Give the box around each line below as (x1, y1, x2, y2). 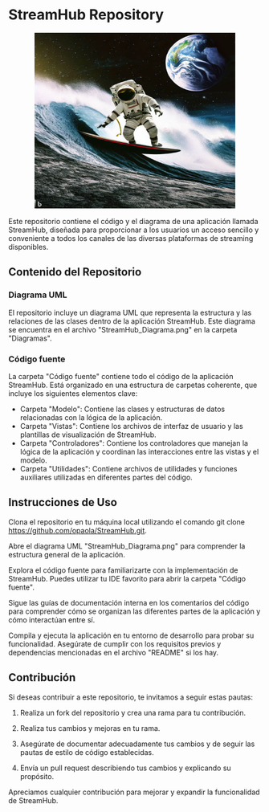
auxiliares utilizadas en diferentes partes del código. (19, 472, 193, 482)
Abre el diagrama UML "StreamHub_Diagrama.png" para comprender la (8, 541, 246, 551)
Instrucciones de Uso (8, 496, 118, 509)
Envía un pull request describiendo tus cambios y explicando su (19, 763, 231, 773)
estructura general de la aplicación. (8, 549, 126, 559)
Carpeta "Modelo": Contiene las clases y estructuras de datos (19, 404, 226, 414)
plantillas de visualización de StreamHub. (19, 430, 157, 439)
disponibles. (8, 242, 49, 251)
